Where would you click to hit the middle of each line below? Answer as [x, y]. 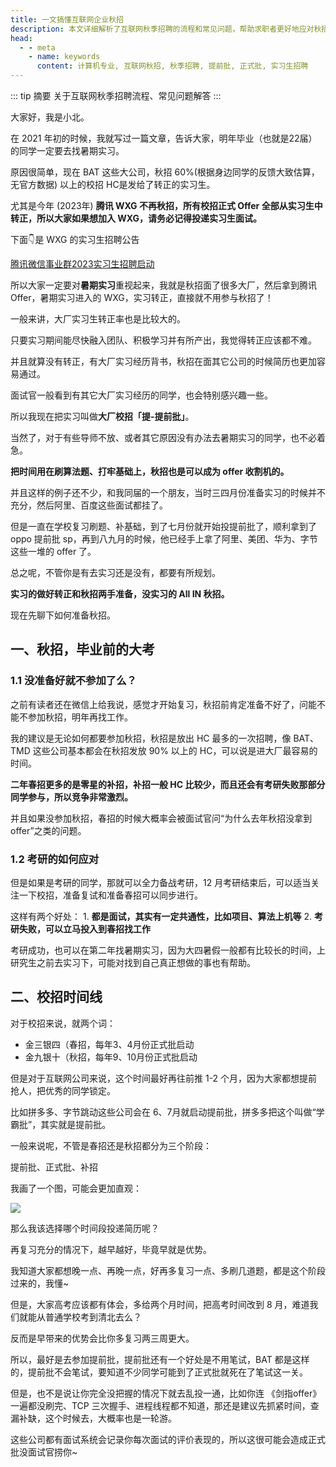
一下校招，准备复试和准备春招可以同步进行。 [110, 895]
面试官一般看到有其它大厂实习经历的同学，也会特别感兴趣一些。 [141, 395]
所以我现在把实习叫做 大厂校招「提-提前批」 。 [102, 416]
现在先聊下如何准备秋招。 [63, 615]
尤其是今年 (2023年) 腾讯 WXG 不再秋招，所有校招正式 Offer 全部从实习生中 [166, 205]
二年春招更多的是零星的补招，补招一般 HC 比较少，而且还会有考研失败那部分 [168, 784]
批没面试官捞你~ [44, 1452]
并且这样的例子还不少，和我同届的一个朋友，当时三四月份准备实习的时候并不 [168, 492]
